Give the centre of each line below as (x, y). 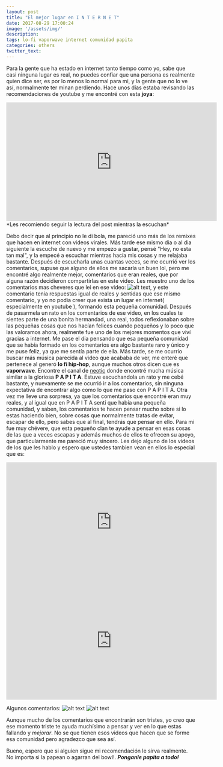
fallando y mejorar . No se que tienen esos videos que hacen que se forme (98, 733)
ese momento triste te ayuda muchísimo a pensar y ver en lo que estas (94, 726)
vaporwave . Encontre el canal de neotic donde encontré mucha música (95, 370)
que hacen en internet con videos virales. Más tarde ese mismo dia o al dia (99, 242)
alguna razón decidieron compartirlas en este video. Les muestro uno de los (101, 280)
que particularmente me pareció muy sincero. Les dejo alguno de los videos (100, 441)
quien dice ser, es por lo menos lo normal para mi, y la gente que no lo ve (97, 81)
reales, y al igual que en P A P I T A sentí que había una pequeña (86, 402)
